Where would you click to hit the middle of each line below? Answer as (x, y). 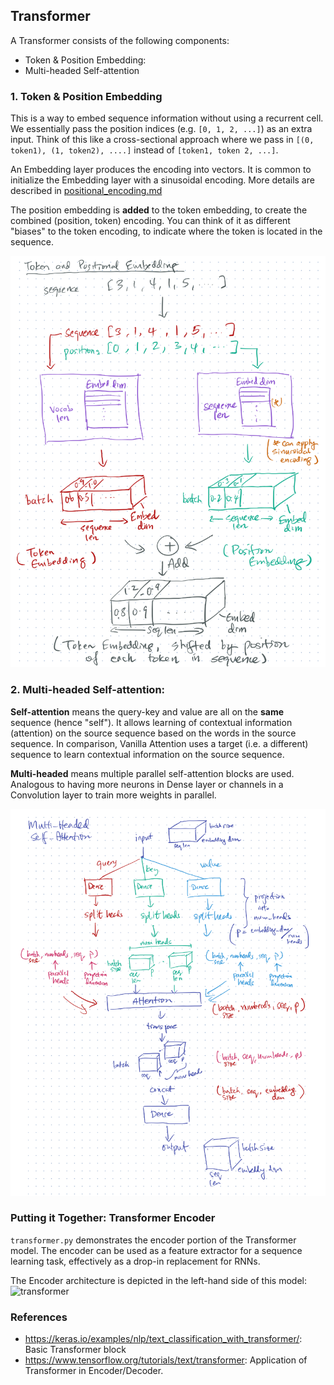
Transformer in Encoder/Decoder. (94, 1371)
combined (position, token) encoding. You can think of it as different (150, 221)
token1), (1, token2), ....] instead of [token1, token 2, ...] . (144, 150)
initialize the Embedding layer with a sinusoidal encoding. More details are (162, 180)
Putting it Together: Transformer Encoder (113, 1218)
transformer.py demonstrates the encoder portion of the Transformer (153, 1240)
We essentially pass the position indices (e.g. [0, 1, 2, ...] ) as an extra (161, 129)
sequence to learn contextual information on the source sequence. (147, 754)
